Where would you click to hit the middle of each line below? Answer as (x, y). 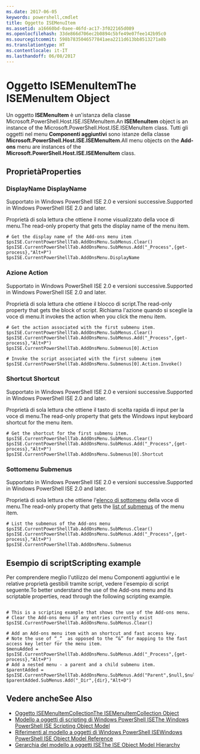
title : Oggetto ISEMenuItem (41, 23)
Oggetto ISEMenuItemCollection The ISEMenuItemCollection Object (97, 713)
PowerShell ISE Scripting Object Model (62, 725)
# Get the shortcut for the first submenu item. (68, 433)
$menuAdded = (22, 649)
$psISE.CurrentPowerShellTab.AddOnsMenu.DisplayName (73, 258)
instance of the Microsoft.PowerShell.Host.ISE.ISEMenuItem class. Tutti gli (97, 127)
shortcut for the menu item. (40, 422)
